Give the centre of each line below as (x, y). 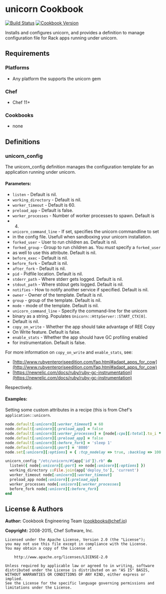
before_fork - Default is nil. (40, 263)
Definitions (23, 142)
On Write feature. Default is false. (46, 332)
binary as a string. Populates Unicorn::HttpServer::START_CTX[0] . (80, 316)
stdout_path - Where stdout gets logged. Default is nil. (68, 284)
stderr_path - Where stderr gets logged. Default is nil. (68, 279)
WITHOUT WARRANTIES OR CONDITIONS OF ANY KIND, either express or (75, 575)
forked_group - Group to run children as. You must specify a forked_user (86, 247)
